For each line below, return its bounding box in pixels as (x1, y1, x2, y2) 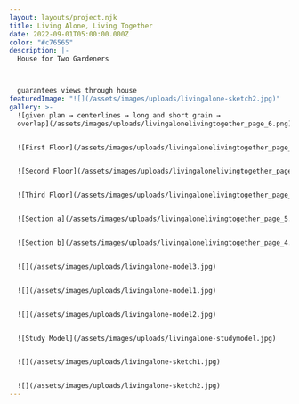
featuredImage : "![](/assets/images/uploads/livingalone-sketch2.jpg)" (9, 94, 280, 103)
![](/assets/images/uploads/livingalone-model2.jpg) (17, 310, 217, 319)
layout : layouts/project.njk (9, 12, 117, 22)
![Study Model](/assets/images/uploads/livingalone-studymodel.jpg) (17, 334, 277, 343)
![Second (17, 166, 50, 176)
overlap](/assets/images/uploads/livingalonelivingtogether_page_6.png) (17, 119, 293, 128)
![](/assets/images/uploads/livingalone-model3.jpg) (17, 262, 217, 271)
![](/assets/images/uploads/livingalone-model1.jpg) (17, 286, 217, 295)
